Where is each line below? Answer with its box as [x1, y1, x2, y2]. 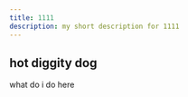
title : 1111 [9, 13, 54, 23]
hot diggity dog [9, 55, 98, 71]
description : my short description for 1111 [9, 22, 180, 31]
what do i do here [9, 79, 75, 91]
